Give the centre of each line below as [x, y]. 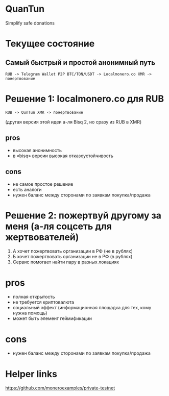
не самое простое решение [43, 184]
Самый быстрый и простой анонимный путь [80, 63]
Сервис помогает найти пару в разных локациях [66, 262]
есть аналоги [27, 189]
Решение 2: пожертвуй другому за [83, 215]
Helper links [31, 374]
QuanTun [25, 9]
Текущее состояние [50, 44]
